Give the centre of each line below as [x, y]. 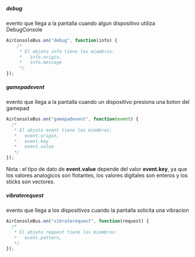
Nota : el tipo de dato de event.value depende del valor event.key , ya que [97, 169]
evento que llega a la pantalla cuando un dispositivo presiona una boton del [98, 102]
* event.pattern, [38, 237]
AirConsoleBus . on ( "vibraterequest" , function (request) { [78, 221]
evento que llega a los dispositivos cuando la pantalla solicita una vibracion [97, 210]
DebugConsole [24, 29]
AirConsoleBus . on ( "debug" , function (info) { [62, 40]
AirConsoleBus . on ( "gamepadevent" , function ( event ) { [72, 119]
